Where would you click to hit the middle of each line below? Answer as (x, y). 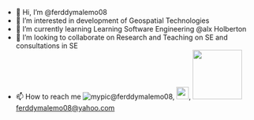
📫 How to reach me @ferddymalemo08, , (103, 96)
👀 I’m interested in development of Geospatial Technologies (112, 21)
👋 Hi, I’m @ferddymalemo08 (62, 12)
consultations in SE (47, 46)
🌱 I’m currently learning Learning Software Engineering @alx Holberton (131, 29)
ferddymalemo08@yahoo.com (65, 108)
